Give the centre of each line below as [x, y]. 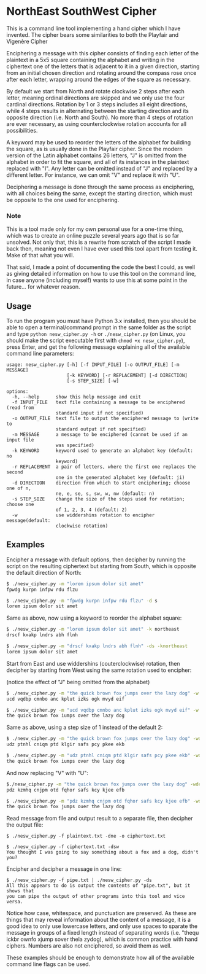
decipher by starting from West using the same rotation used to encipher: [99, 670]
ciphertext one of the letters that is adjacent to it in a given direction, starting [103, 66]
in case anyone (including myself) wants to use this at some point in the [97, 280]
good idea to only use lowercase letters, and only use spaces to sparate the [102, 926]
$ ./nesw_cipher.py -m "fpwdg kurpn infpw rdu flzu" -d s [82, 601]
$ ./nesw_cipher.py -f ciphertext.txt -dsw [63, 847]
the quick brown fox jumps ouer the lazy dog [65, 807]
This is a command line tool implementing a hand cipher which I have [93, 28]
